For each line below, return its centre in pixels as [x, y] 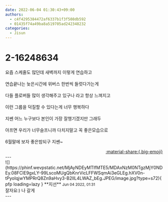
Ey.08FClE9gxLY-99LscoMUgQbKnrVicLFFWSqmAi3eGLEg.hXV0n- [75, 172]
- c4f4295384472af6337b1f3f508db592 [48, 19]
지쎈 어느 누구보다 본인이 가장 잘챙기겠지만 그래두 [53, 118]
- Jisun [18, 33]
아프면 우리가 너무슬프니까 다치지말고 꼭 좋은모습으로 [57, 130]
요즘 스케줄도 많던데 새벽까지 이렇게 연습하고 [49, 72]
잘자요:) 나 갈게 [20, 190]
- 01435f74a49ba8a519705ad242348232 [48, 24]
